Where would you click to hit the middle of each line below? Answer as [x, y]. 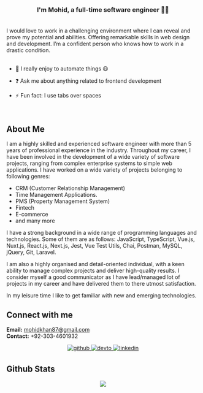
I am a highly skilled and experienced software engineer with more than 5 [99, 144]
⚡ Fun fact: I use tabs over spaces [58, 96]
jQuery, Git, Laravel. [31, 252]
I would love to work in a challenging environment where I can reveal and [98, 31]
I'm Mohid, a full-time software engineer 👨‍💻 [103, 10]
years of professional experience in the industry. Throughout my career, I [99, 150]
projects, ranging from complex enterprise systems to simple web [90, 163]
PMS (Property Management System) [63, 201]
